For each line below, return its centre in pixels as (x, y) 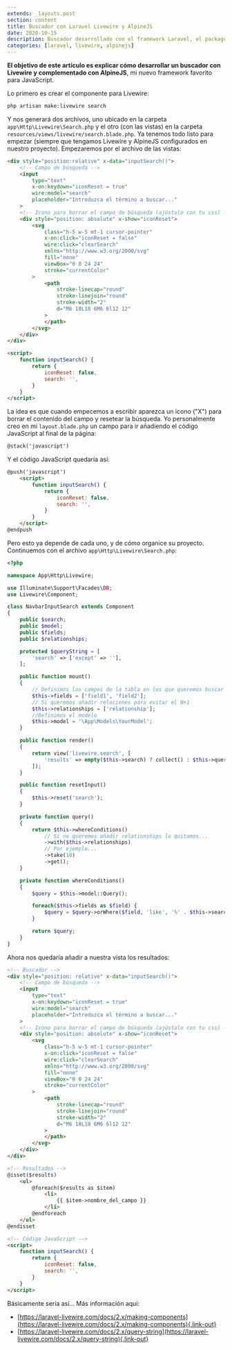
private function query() (57, 817)
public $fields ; (43, 633)
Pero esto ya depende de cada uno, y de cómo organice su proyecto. (106, 543)
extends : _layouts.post (41, 13)
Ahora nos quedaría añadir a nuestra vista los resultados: (88, 957)
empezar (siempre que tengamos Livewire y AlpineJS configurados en (107, 141)
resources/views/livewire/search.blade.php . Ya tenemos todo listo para (110, 134)
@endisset (21, 1226)
